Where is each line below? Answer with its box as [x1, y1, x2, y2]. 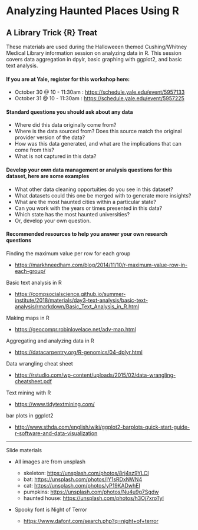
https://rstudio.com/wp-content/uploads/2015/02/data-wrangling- [14, 371, 176, 378]
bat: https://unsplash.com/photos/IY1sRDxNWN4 [23, 476, 143, 483]
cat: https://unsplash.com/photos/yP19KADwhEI [23, 482, 140, 489]
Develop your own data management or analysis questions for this [6, 166, 173, 173]
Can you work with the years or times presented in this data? [14, 205, 163, 212]
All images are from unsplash [14, 458, 86, 465]
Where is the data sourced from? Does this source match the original [14, 128, 182, 135]
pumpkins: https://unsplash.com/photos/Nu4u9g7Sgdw [23, 488, 159, 495]
